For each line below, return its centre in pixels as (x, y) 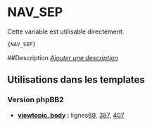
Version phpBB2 (36, 100)
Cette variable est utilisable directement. (66, 31)
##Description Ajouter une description (63, 57)
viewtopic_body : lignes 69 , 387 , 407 (71, 115)
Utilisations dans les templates (76, 80)
